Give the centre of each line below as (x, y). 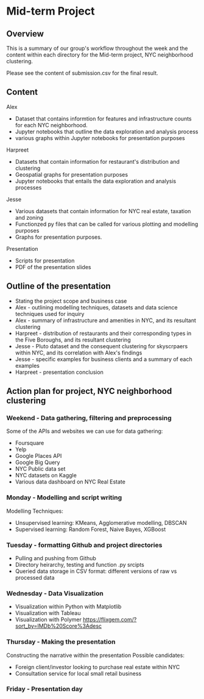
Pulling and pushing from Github (55, 558)
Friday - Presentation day (45, 689)
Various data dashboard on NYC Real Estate (70, 482)
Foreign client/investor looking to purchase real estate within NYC (97, 667)
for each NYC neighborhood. (51, 125)
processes (28, 188)
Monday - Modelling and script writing (64, 497)
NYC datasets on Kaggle (46, 476)
